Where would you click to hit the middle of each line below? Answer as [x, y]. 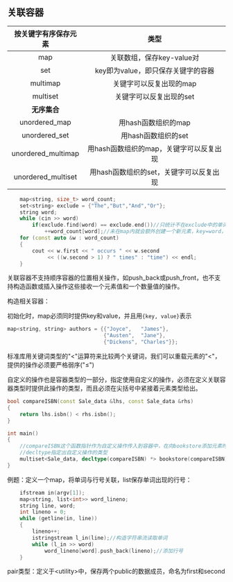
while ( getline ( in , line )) [59, 519]
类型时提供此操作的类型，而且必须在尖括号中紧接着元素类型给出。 [107, 388]
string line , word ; [48, 506]
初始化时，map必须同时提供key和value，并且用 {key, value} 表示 [100, 316]
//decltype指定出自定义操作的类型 [64, 453]
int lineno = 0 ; [43, 512]
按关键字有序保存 [42, 33]
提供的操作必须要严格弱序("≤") [51, 365]
